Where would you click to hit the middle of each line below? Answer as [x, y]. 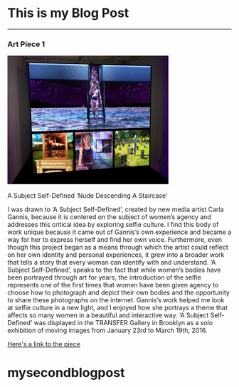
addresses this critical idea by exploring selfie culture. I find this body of [113, 225]
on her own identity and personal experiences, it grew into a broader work [116, 255]
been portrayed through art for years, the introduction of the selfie [104, 277]
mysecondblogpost [66, 373]
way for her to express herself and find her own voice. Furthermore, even [115, 240]
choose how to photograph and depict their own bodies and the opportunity [118, 292]
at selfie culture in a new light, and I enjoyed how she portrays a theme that [117, 308]
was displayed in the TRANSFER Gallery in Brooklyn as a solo [123, 323]
